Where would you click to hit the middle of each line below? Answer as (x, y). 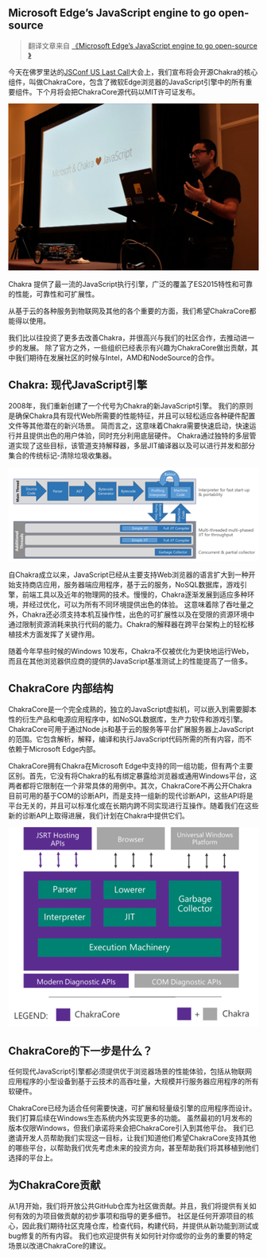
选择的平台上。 (33, 1158)
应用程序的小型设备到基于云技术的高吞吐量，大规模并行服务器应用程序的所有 (133, 1082)
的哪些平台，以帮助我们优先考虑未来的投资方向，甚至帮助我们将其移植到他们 (133, 1148)
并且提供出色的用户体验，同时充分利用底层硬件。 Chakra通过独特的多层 (132, 435)
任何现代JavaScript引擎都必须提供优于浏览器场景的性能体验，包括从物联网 (130, 1071)
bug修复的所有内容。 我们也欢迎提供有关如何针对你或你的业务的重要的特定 (130, 1236)
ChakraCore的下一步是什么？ (81, 1051)
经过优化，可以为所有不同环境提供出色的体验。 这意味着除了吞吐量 (138, 604)
